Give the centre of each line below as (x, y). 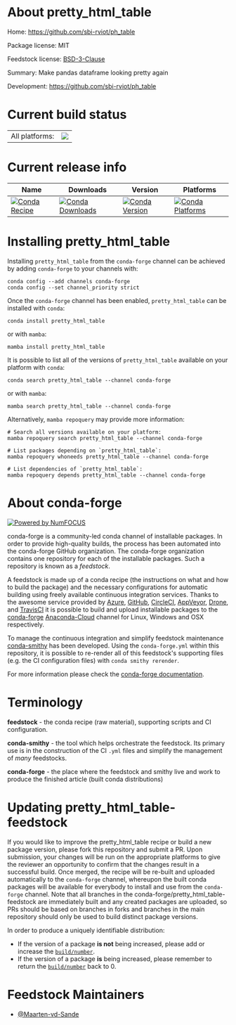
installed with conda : (36, 308)
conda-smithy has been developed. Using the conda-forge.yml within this (113, 645)
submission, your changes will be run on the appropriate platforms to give (114, 857)
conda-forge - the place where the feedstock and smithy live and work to (114, 771)
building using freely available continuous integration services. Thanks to (113, 594)
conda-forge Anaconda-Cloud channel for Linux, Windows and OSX (106, 617)
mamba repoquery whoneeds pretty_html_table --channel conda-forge (108, 457)
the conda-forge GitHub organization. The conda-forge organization (106, 551)
